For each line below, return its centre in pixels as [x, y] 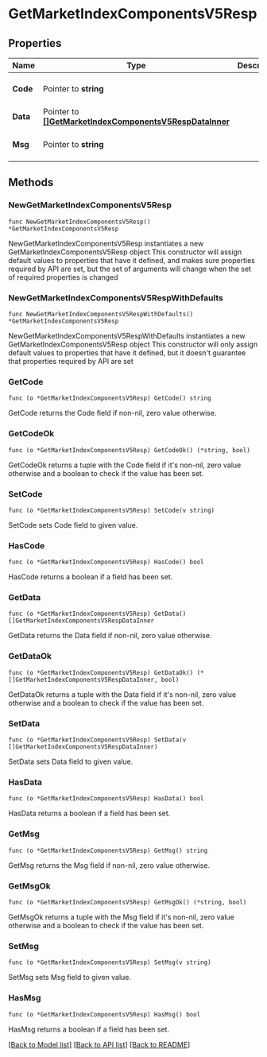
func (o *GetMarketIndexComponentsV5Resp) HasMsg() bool [104, 1014]
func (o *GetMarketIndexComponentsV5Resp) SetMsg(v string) [110, 962]
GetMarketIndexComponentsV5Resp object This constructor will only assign [133, 344]
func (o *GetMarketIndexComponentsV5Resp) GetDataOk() [101, 672]
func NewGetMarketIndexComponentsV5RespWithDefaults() [101, 314]
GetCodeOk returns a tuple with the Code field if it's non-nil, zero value [125, 465]
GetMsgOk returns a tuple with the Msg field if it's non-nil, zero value [121, 917]
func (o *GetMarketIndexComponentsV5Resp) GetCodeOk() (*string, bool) [129, 450]
